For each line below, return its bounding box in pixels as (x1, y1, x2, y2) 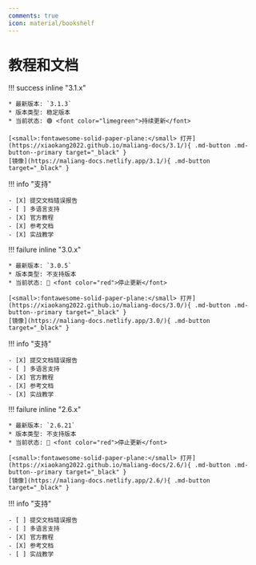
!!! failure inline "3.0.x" (8, 245, 82, 255)
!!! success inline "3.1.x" (8, 83, 86, 93)
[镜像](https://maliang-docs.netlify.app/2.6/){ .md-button (8, 477, 210, 485)
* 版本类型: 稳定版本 (8, 109, 70, 117)
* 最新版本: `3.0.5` (8, 262, 72, 270)
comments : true (8, 11, 59, 20)
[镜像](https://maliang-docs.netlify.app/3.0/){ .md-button (8, 317, 210, 325)
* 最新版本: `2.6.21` (8, 422, 76, 430)
